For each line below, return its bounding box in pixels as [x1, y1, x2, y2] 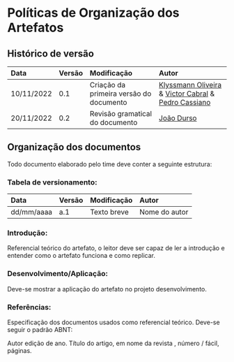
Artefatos [7, 20, 64, 36]
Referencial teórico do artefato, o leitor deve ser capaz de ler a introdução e [7, 244, 225, 252]
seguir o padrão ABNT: [7, 326, 73, 333]
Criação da [89, 80, 126, 89]
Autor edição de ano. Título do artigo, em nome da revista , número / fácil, [7, 339, 219, 347]
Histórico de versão [7, 48, 94, 59]
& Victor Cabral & [159, 89, 214, 99]
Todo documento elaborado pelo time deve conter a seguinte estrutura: [7, 159, 212, 168]
